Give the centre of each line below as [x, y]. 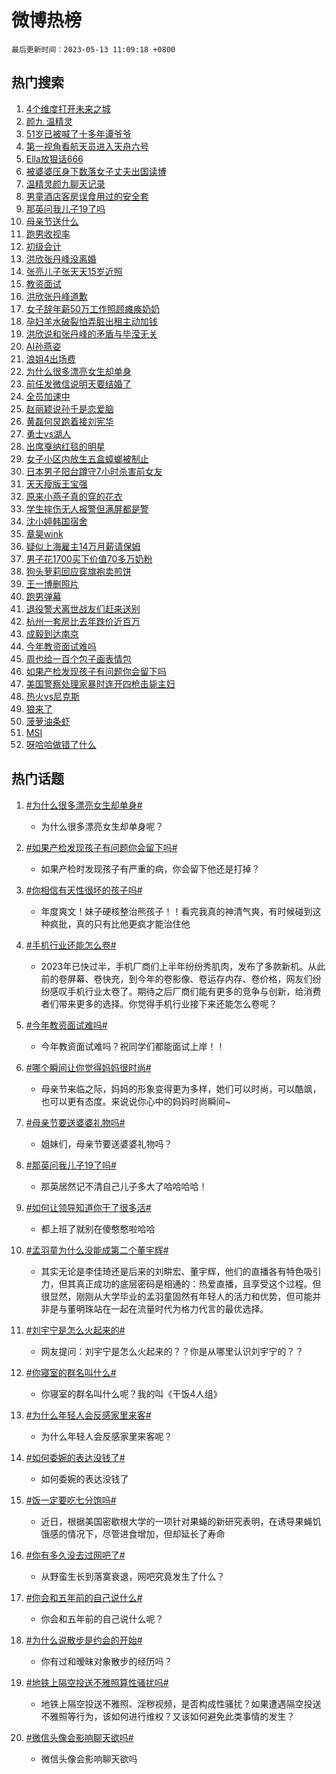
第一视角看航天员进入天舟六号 [87, 146]
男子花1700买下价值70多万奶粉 [89, 558]
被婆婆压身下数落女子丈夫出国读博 [96, 171]
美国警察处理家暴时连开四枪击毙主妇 [100, 683]
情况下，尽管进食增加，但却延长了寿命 [146, 1533]
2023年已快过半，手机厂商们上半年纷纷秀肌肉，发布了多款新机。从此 [183, 966]
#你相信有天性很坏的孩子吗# [84, 890]
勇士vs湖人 [48, 433]
